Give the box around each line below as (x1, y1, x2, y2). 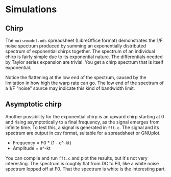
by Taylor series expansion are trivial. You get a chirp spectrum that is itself (5, 59, 164, 65)
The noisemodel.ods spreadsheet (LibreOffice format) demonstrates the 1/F (5, 37, 163, 43)
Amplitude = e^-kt (12, 145, 51, 151)
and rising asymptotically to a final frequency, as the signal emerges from (5, 119, 160, 125)
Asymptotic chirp (5, 100, 62, 109)
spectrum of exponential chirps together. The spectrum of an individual (5, 48, 155, 54)
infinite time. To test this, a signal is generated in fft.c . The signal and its (5, 124, 159, 131)
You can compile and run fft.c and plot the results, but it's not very (5, 155, 148, 161)
